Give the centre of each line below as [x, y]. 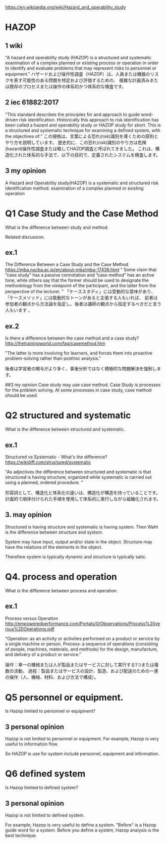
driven [12, 119]
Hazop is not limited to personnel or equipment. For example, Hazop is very [82, 739]
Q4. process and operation [61, 577]
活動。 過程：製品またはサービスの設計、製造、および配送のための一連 [86, 671]
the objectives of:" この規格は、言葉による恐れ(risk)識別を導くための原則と [82, 136]
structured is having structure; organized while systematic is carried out [79, 477]
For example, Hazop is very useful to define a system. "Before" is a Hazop [81, 825]
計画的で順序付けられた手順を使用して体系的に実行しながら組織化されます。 [83, 499]
